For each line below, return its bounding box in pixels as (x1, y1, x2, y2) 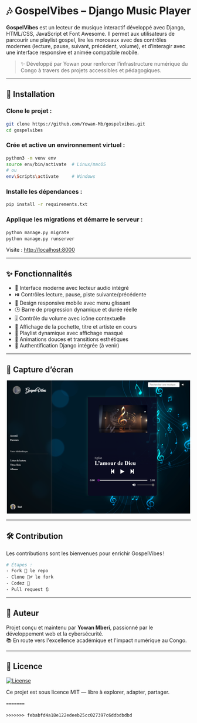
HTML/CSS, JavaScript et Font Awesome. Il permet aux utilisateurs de (6, 30, 175, 37)
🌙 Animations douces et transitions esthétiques (14, 336, 129, 343)
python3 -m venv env (6, 155, 57, 161)
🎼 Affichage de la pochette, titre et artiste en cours (14, 323, 137, 330)
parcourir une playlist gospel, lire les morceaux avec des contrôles (6, 36, 167, 43)
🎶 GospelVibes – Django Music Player (6, 4, 191, 18)
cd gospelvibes (6, 127, 43, 133)
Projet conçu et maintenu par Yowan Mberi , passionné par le (6, 624, 154, 631)
